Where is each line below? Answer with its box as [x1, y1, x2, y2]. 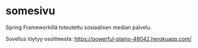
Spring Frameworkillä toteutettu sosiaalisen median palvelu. [5, 24, 152, 31]
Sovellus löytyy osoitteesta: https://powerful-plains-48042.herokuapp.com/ [5, 35, 192, 42]
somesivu [5, 4, 55, 18]
